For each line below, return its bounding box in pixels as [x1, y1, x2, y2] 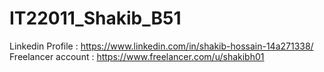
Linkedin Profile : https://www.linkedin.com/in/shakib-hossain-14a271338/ [9, 40, 314, 52]
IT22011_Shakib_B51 [9, 7, 182, 30]
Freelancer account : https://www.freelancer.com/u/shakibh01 [9, 50, 265, 62]
